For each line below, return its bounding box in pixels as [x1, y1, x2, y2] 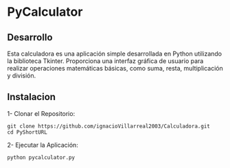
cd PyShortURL [7, 128, 48, 136]
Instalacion [7, 91, 56, 103]
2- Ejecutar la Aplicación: [7, 141, 79, 149]
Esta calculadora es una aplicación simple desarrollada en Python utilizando [7, 49, 222, 58]
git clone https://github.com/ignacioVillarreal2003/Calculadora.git [7, 123, 211, 130]
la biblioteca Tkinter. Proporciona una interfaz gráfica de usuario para [7, 57, 204, 65]
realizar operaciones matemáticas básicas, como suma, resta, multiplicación [7, 64, 223, 72]
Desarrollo [7, 32, 53, 43]
